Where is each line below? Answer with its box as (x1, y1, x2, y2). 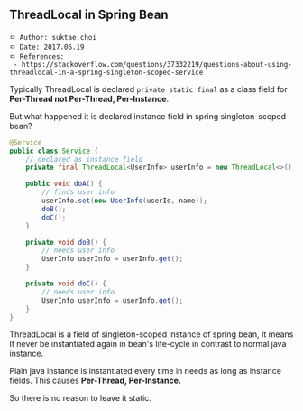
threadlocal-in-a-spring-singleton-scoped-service (9, 68, 204, 77)
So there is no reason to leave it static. (9, 393, 151, 404)
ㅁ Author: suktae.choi (9, 33, 97, 42)
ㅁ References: (9, 51, 65, 61)
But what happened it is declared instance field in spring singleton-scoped (9, 110, 287, 121)
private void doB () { (25, 238, 106, 247)
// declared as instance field (25, 154, 143, 163)
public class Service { (9, 146, 99, 155)
